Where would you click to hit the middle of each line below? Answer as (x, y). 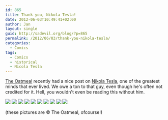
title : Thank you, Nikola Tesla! (41, 15)
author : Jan (18, 24)
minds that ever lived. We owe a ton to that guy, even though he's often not (84, 86)
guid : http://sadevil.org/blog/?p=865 (46, 34)
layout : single (21, 29)
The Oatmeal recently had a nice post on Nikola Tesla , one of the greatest (82, 81)
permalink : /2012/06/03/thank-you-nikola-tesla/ (58, 39)
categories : (18, 43)
